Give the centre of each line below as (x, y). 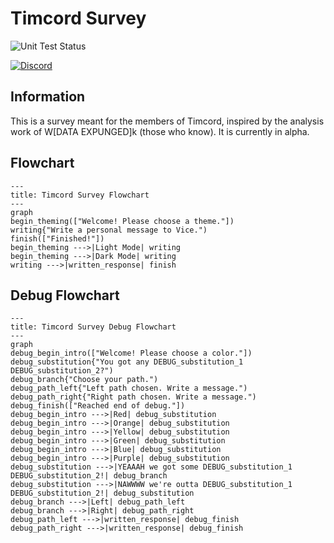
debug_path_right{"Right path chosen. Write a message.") (133, 397)
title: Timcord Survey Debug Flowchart (93, 327)
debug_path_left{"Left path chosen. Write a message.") (129, 388)
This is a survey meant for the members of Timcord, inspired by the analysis (167, 121)
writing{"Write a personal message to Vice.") (109, 230)
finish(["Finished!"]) (57, 238)
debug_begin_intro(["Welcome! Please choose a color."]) (131, 353)
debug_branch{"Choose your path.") (84, 380)
